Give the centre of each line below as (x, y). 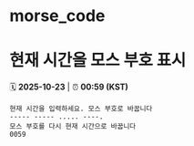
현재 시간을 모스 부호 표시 (98, 61)
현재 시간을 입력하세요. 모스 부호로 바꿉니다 (81, 109)
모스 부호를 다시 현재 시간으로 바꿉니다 (73, 127)
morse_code (57, 16)
